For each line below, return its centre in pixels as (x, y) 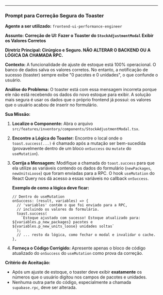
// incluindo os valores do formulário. (58, 210)
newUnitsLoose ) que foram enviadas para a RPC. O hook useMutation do (83, 173)
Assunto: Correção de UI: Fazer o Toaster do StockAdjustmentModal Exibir (79, 36)
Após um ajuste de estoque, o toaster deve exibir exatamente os (77, 272)
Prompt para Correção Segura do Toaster (55, 16)
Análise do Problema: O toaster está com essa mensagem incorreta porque (81, 90)
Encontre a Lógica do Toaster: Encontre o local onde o (67, 138)
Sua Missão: (18, 114)
